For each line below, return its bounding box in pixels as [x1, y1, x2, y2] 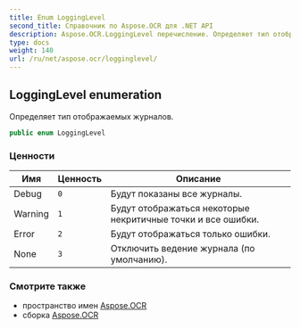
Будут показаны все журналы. [110, 187, 243, 200]
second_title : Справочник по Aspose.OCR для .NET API [9, 21, 214, 30]
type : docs [9, 37, 50, 47]
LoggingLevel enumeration [9, 87, 162, 103]
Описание [175, 172, 221, 185]
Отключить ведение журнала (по [110, 242, 255, 254]
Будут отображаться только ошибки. [110, 227, 271, 240]
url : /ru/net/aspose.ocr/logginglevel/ [9, 54, 158, 63]
